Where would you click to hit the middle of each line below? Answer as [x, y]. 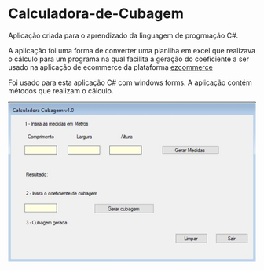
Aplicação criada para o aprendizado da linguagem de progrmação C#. [123, 35]
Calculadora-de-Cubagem [96, 14]
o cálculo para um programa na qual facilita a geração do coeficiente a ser [129, 59]
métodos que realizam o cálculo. [61, 90]
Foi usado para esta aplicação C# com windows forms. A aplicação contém [130, 82]
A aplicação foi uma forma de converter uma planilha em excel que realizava [132, 50]
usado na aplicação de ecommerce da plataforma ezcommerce [111, 67]
